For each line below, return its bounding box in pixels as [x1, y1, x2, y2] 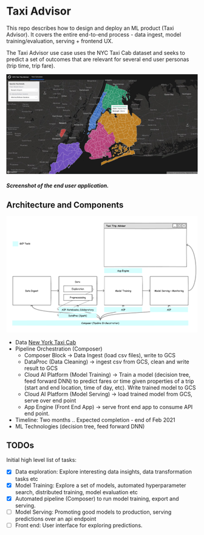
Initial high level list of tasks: [6, 456, 77, 464]
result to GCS [24, 364, 58, 372]
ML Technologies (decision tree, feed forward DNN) [15, 422, 145, 430]
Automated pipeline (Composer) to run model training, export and [15, 495, 179, 502]
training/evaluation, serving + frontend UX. [6, 37, 114, 44]
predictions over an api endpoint [15, 515, 97, 522]
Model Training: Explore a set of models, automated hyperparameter [15, 481, 186, 489]
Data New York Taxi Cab [15, 338, 76, 346]
